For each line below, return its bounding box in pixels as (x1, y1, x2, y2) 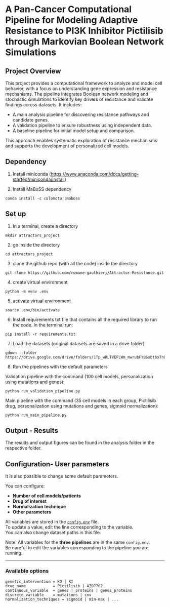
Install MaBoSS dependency (12, 186, 72, 192)
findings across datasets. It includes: (5, 102, 82, 107)
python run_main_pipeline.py (5, 413, 67, 418)
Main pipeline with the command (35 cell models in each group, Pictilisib (5, 397, 156, 403)
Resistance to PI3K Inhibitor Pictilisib (5, 25, 163, 36)
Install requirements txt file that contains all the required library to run (12, 316, 157, 322)
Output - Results (5, 426, 58, 435)
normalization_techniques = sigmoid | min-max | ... (5, 596, 119, 602)
